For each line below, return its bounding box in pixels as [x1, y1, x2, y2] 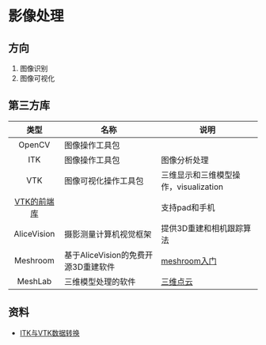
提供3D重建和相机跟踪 [161, 222, 244, 233]
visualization [177, 181, 224, 192]
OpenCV [18, 139, 51, 150]
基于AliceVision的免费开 [64, 249, 153, 260]
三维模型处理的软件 [64, 276, 136, 287]
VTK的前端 [14, 195, 55, 207]
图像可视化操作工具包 [64, 175, 144, 186]
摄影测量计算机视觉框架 [64, 229, 152, 240]
